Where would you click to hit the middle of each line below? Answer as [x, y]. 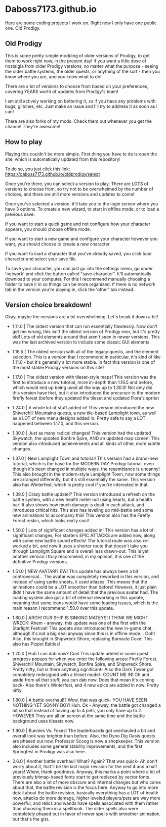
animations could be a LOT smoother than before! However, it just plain [84, 587]
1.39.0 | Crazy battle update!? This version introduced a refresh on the [83, 494]
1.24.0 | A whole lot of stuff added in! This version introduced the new [83, 408]
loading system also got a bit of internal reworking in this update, [78, 598]
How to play [24, 142]
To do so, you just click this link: [38, 169]
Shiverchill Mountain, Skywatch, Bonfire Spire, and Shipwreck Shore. [82, 664]
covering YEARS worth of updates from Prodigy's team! [62, 91]
